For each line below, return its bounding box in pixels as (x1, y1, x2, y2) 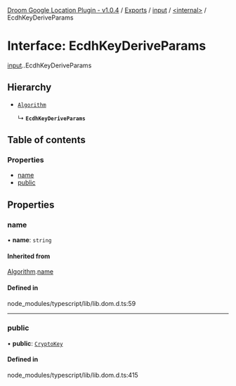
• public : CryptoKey (7, 339, 63, 347)
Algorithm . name (7, 267, 54, 276)
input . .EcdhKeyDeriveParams (7, 61, 92, 69)
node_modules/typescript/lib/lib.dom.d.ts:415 (7, 371, 138, 380)
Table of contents (7, 134, 86, 146)
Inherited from (7, 252, 51, 260)
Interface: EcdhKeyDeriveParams (7, 38, 206, 54)
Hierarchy (7, 81, 52, 93)
